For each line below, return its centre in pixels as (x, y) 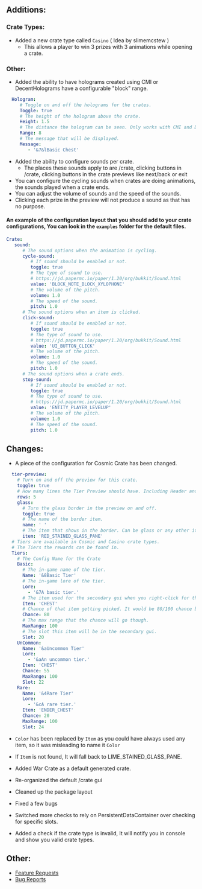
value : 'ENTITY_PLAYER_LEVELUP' (71, 408)
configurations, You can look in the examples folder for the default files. (96, 226)
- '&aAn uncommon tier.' (59, 660)
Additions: (26, 10)
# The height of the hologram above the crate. (80, 116)
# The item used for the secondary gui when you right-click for (106, 598)
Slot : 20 (33, 637)
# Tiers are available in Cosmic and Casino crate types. (86, 542)
